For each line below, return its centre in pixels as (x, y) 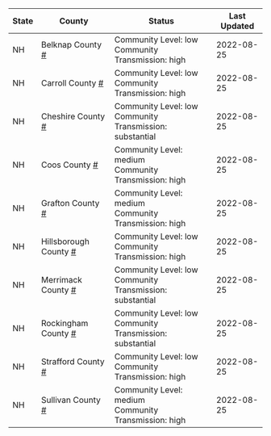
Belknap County (71, 45)
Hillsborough (65, 241)
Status (161, 21)
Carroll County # (72, 83)
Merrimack (61, 280)
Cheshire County (73, 116)
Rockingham (65, 323)
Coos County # (69, 165)
